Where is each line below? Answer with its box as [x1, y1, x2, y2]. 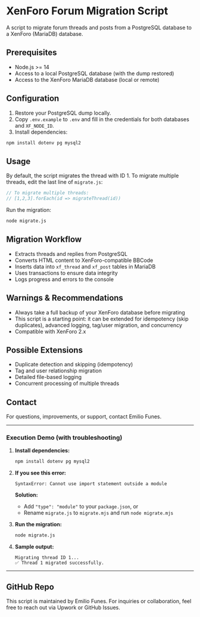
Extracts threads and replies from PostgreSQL [14, 250, 128, 257]
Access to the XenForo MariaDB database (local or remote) [14, 76, 160, 83]
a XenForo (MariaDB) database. [6, 30, 83, 37]
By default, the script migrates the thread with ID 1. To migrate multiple [6, 172, 179, 180]
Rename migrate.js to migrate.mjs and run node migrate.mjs [23, 509, 174, 517]
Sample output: [14, 543, 54, 550]
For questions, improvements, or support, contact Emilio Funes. [6, 413, 162, 420]
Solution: [14, 491, 38, 499]
